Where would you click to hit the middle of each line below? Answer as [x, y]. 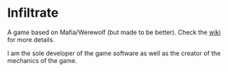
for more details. [31, 39]
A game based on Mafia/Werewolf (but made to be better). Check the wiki [114, 32]
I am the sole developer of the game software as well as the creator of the [114, 53]
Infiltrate [33, 13]
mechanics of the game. [42, 60]
